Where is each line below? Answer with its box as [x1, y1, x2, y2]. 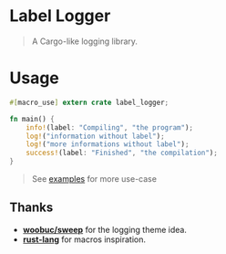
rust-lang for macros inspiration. [22, 234, 146, 245]
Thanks [9, 200, 54, 216]
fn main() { [9, 114, 55, 123]
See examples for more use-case [31, 174, 158, 184]
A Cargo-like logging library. [31, 36, 139, 47]
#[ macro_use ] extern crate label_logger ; [9, 98, 169, 107]
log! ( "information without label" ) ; [26, 132, 166, 141]
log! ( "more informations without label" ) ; [26, 140, 190, 149]
